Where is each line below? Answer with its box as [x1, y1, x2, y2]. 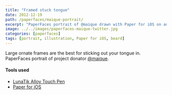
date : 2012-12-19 [5, 12, 42, 17]
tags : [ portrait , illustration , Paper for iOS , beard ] [5, 36, 125, 41]
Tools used [5, 67, 30, 73]
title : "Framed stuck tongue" [5, 7, 70, 13]
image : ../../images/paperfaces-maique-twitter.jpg [5, 27, 118, 32]
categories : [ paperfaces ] [5, 31, 60, 36]
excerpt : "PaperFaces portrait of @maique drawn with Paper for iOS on [5, 21, 161, 27]
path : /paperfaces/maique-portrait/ [5, 17, 83, 22]
